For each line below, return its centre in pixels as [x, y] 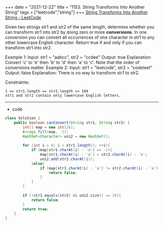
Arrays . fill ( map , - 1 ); [46, 132]
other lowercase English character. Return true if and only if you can [73, 43]
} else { [38, 163]
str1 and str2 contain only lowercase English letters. [63, 95]
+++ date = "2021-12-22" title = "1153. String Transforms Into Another [75, 7]
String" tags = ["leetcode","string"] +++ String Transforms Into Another [76, 12]
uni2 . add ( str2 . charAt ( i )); [67, 159]
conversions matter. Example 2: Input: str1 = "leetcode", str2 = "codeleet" [79, 67]
